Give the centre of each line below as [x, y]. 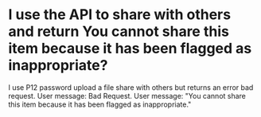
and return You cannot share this [119, 31]
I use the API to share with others [120, 15]
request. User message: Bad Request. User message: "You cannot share [127, 96]
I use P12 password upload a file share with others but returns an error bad [131, 87]
